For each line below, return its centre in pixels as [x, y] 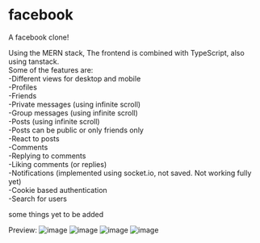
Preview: [23, 230]
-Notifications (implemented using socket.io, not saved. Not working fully [130, 173]
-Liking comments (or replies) [58, 164]
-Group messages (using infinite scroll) [73, 113]
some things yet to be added [56, 214]
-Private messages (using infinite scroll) [75, 104]
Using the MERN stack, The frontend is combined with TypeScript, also [126, 52]
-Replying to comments [47, 156]
